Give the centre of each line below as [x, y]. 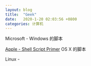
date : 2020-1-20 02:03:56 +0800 [41, 19]
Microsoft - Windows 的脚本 [34, 38]
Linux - [12, 59]
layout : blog [19, 10]
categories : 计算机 [24, 24]
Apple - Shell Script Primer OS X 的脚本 [46, 49]
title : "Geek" [21, 14]
